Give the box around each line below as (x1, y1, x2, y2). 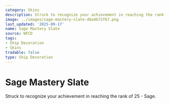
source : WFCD (5, 31, 33, 36)
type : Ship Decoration (5, 54, 53, 60)
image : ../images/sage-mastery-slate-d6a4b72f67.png (5, 17, 119, 22)
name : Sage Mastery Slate (5, 26, 60, 31)
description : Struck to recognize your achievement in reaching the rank (5, 12, 164, 17)
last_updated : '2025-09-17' (5, 21, 65, 27)
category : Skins (5, 7, 39, 13)
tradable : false (5, 50, 39, 55)
